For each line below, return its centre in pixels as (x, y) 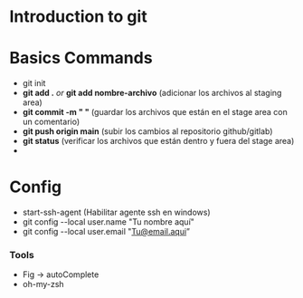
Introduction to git (78, 17)
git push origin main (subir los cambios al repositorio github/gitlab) (147, 131)
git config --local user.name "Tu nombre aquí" (108, 222)
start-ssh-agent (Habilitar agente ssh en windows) (116, 212)
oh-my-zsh (43, 284)
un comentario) (51, 122)
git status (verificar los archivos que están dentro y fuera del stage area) (158, 141)
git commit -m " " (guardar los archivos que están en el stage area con (155, 112)
